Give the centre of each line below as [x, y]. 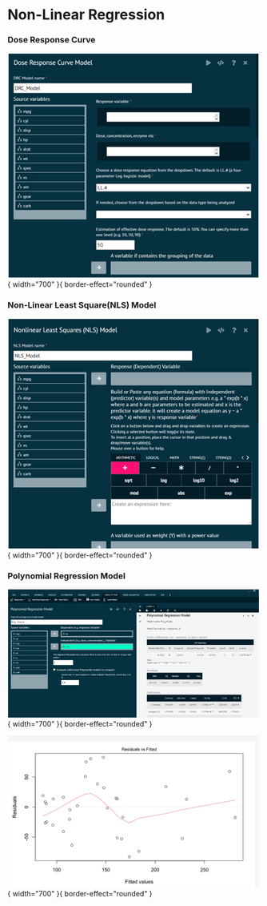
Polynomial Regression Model [66, 576]
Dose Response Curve [52, 40]
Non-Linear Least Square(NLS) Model [82, 304]
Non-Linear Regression [86, 15]
